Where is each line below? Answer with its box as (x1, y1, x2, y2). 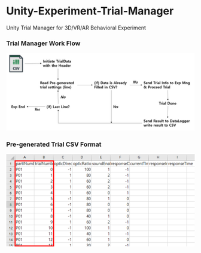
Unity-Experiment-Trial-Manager (6, 4, 174, 18)
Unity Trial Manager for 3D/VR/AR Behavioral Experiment (6, 24, 147, 31)
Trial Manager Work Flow (6, 39, 81, 47)
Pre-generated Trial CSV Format (6, 140, 102, 148)
